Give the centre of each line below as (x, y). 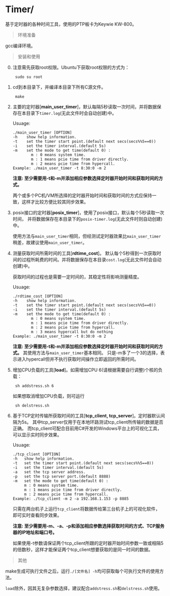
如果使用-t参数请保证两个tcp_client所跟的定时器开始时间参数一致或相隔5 (88, 543)
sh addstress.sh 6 (35, 386)
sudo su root (29, 77)
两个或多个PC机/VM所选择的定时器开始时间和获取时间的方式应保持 (82, 195)
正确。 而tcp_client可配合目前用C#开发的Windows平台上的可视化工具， (87, 428)
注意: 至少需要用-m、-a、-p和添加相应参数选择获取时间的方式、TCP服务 (89, 526)
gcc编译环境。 (20, 46)
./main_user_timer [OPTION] (42, 132)
